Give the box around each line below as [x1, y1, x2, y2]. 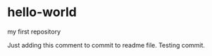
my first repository [7, 27, 61, 36]
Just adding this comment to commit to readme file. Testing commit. [7, 41, 206, 49]
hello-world [7, 4, 77, 20]
